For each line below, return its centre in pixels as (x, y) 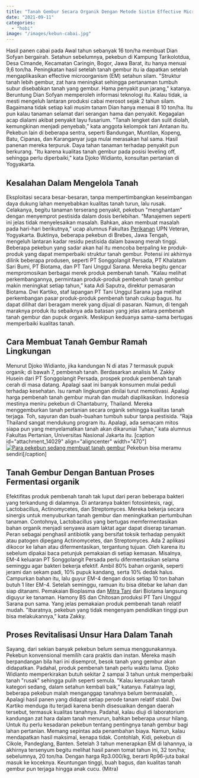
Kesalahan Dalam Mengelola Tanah (72, 183)
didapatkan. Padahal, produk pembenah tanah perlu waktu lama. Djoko (93, 668)
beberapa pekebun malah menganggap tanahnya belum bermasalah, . (92, 693)
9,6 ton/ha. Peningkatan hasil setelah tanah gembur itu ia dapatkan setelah (97, 69)
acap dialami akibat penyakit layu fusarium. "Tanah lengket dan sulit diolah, (98, 120)
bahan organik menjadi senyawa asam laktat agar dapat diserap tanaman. (96, 528)
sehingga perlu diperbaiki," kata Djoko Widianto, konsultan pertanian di (93, 158)
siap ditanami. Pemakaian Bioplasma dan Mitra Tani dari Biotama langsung (97, 591)
